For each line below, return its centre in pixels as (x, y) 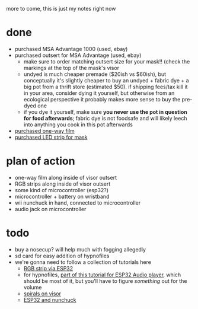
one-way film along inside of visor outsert (66, 177)
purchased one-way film (45, 130)
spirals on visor (42, 294)
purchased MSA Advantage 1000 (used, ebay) (71, 49)
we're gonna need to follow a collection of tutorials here (83, 262)
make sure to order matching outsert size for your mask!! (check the (107, 61)
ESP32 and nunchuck (50, 300)
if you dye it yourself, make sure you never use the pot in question (106, 112)
